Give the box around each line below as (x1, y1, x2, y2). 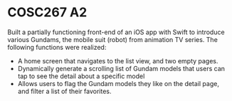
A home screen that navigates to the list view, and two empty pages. (17, 56, 218, 65)
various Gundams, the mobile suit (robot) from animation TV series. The (7, 35, 218, 43)
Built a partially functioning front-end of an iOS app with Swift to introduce (7, 28, 226, 36)
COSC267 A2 (7, 4, 88, 21)
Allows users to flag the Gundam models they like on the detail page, (17, 79, 219, 87)
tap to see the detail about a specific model (17, 72, 145, 80)
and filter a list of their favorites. (17, 87, 112, 95)
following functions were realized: (7, 43, 107, 51)
